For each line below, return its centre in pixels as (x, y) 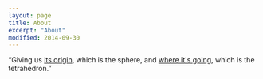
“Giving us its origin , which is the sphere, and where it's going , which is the (131, 60)
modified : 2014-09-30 (44, 38)
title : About (30, 23)
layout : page (30, 15)
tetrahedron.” (30, 69)
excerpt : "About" (37, 30)
